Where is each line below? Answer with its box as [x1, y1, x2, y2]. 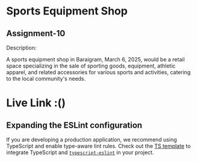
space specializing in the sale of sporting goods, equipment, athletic [6, 62, 176, 69]
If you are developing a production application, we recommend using [6, 136, 177, 143]
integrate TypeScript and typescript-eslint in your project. [6, 149, 154, 156]
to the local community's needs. [6, 75, 86, 82]
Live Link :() [6, 96, 66, 110]
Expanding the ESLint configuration [6, 120, 143, 130]
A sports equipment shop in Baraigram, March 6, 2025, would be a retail [6, 56, 185, 63]
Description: [6, 44, 37, 51]
